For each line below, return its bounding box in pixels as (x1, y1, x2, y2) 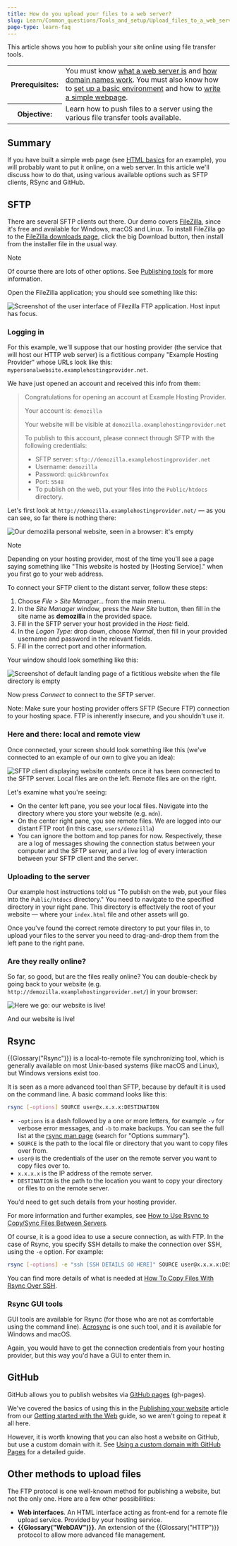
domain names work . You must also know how (65, 75, 219, 85)
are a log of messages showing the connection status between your (17, 839, 215, 847)
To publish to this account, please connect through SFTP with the (24, 434, 215, 442)
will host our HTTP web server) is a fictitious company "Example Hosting (7, 351, 219, 359)
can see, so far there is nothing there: (7, 514, 116, 522)
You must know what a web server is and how (65, 66, 217, 76)
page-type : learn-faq (7, 23, 71, 30)
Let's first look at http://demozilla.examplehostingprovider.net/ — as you (7, 506, 226, 515)
